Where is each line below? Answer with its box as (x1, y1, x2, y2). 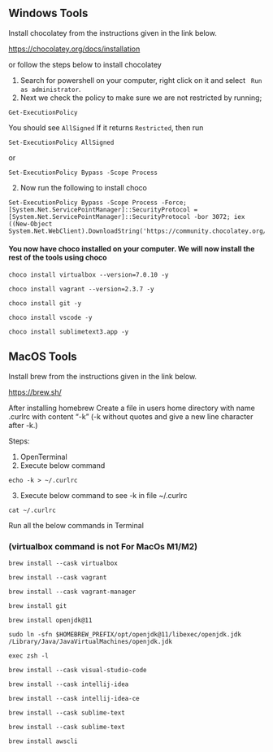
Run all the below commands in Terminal (8, 520, 145, 530)
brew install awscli (8, 737, 79, 745)
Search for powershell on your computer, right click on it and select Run (19, 75, 262, 85)
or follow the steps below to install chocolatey (8, 59, 162, 69)
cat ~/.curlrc (8, 506, 57, 514)
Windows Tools (8, 7, 89, 20)
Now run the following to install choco (19, 182, 148, 192)
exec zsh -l (8, 652, 49, 660)
